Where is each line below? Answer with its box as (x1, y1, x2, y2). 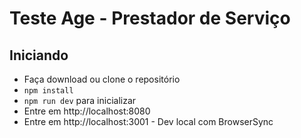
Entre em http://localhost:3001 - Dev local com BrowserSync (23, 116, 274, 127)
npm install (23, 86, 74, 96)
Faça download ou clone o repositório (23, 73, 181, 85)
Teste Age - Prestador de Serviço (9, 7, 291, 30)
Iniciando (9, 47, 69, 64)
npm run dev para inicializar (23, 95, 137, 106)
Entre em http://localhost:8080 (23, 105, 151, 117)
